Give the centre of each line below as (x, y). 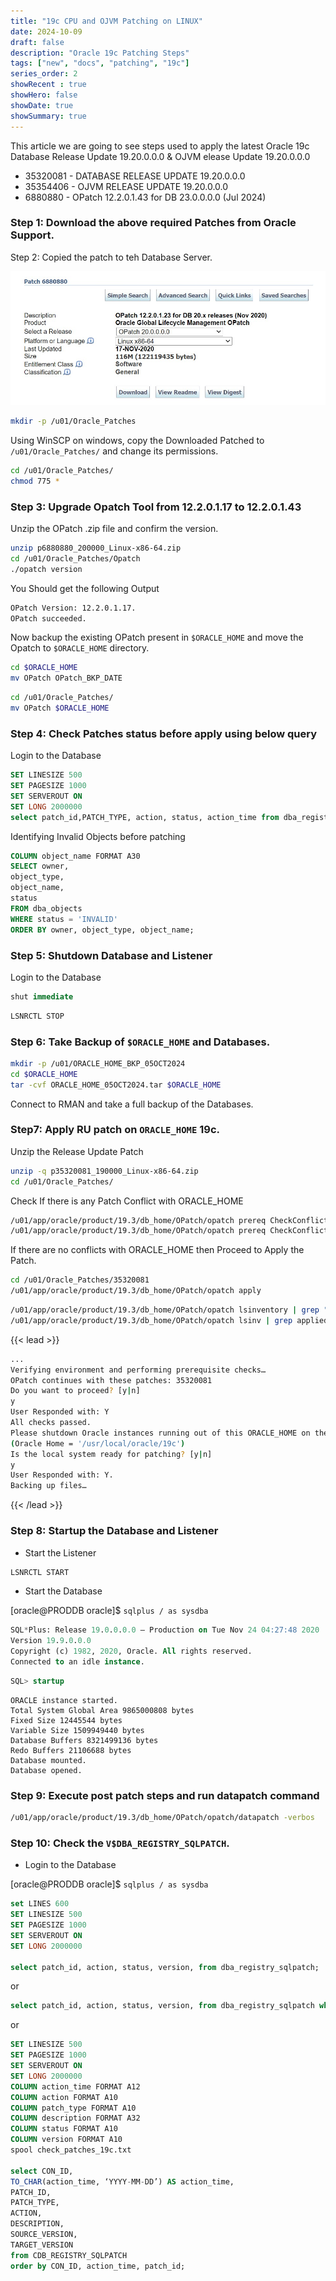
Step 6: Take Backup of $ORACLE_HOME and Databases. (140, 1042)
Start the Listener (60, 1552)
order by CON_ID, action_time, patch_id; (98, 2266)
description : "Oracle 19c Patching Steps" (100, 53)
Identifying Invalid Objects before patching (98, 836)
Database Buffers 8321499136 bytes (84, 1740)
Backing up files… (48, 1486)
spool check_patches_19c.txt (71, 2150)
